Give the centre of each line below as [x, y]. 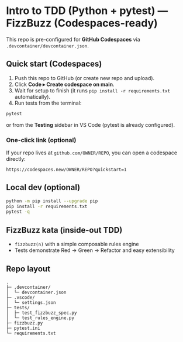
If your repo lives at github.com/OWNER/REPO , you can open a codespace [91, 153]
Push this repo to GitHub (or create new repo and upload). [84, 78]
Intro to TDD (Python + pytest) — [87, 11]
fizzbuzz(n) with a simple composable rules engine [77, 244]
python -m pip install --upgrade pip [52, 201]
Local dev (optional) [43, 187]
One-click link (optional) [41, 140]
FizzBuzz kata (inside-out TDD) [64, 230]
